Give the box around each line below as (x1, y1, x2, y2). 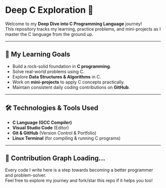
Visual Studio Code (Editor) (12, 124, 69, 130)
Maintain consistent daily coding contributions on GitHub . (12, 84, 130, 90)
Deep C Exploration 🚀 (5, 4, 94, 16)
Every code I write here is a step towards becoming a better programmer (5, 167, 153, 173)
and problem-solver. (5, 172, 46, 178)
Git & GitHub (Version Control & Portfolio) (12, 130, 97, 136)
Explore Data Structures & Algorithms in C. (12, 74, 101, 79)
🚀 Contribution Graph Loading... (5, 154, 105, 162)
